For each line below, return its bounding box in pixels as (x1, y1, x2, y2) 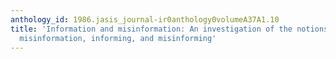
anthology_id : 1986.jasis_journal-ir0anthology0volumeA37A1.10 (10, 14, 280, 25)
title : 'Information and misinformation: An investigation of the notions (10, 24, 329, 34)
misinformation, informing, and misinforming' (19, 33, 217, 43)
